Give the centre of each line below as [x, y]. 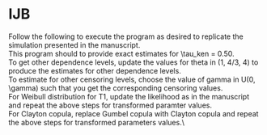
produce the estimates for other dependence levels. [95, 70]
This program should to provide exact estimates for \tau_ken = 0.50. [121, 53]
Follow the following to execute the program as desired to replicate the [126, 36]
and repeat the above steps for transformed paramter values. [110, 105]
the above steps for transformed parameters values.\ [96, 122]
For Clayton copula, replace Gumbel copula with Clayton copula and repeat [133, 113]
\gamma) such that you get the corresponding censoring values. [116, 88]
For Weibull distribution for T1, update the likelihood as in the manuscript [129, 96]
